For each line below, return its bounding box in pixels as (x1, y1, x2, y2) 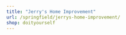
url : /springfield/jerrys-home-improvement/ (6, 14, 121, 20)
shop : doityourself (6, 20, 56, 26)
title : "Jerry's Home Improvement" (6, 8, 96, 15)
